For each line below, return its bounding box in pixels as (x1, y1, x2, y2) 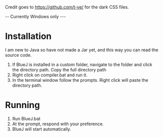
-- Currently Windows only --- (5, 14, 66, 19)
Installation (5, 31, 52, 42)
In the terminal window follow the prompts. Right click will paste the (12, 77, 148, 83)
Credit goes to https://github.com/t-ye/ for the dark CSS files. (5, 4, 129, 10)
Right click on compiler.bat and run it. (12, 72, 88, 78)
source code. (5, 52, 32, 58)
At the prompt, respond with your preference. (12, 121, 104, 127)
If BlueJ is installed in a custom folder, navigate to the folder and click (12, 61, 153, 68)
